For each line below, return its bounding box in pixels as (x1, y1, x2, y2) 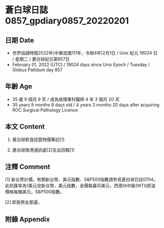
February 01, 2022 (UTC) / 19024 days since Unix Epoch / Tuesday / (12, 62, 150, 67)
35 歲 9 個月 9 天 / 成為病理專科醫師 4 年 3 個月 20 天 (12, 96, 120, 102)
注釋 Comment (5, 163, 50, 171)
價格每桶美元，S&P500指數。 (5, 189, 65, 195)
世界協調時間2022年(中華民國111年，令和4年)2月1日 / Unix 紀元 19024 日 (12, 50, 158, 56)
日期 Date (5, 36, 34, 44)
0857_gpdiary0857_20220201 (5, 15, 129, 27)
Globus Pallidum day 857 (12, 67, 63, 73)
